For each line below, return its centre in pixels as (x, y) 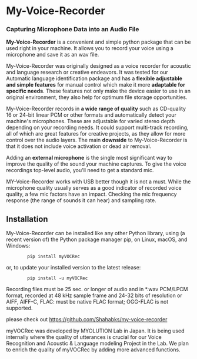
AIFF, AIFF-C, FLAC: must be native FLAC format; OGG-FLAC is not (87, 302)
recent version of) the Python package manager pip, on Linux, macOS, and (97, 239)
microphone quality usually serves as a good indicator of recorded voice (94, 188)
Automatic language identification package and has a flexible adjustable (94, 78)
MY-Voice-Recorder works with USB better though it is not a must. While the (98, 182)
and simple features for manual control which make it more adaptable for (96, 85)
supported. (19, 308)
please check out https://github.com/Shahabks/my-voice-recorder (87, 320)
